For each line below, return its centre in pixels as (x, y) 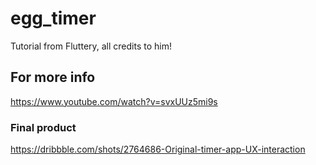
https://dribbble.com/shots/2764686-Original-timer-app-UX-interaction (158, 149)
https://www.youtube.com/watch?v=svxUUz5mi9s (114, 101)
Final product (43, 127)
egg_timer (53, 18)
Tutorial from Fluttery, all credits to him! (91, 46)
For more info (53, 77)
